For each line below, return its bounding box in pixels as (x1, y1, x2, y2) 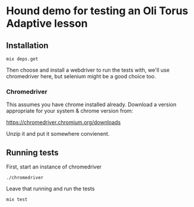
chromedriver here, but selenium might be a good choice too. (6, 73, 156, 79)
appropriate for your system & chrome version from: (6, 107, 133, 114)
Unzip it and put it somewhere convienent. (6, 130, 110, 138)
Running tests (6, 147, 59, 158)
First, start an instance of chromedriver (6, 163, 102, 170)
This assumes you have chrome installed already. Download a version (6, 101, 177, 108)
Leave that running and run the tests (6, 185, 95, 192)
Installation (6, 40, 49, 50)
